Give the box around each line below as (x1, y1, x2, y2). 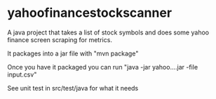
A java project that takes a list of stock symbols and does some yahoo (7, 28, 209, 37)
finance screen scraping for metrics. (7, 35, 112, 44)
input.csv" (7, 70, 37, 79)
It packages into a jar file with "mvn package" (7, 49, 139, 58)
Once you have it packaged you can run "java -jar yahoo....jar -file (7, 62, 198, 71)
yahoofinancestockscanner (7, 5, 173, 21)
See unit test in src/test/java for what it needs (7, 84, 139, 92)
